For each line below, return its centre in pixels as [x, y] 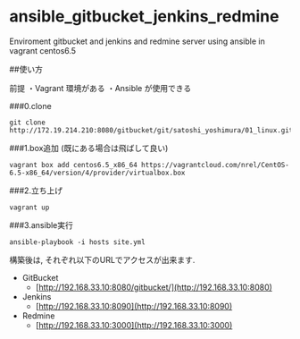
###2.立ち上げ [36, 191]
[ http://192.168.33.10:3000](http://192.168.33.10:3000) [134, 325]
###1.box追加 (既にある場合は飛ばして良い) [89, 148]
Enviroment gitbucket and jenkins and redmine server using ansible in [137, 41]
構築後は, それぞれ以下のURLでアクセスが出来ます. [102, 259]
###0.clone [30, 106]
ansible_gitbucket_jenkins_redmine [144, 17]
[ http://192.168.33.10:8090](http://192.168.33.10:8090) [134, 306]
